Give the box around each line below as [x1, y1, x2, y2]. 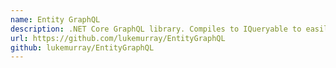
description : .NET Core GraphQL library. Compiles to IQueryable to [10, 24, 302, 34]
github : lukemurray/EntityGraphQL [10, 42, 155, 53]
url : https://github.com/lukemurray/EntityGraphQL [10, 33, 226, 43]
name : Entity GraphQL [10, 14, 101, 25]
